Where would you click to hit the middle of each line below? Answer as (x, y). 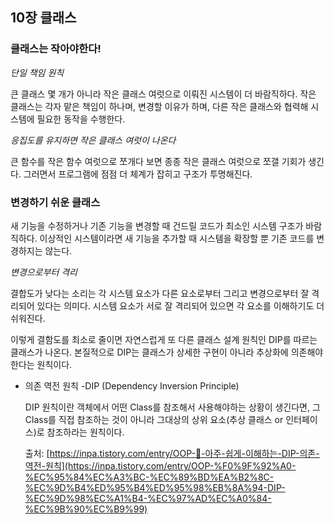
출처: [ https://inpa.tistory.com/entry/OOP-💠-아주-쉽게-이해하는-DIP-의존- (172, 453)
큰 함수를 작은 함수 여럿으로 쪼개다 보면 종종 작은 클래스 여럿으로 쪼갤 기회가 (158, 161)
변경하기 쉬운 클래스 (55, 202)
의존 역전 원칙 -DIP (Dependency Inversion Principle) (132, 385)
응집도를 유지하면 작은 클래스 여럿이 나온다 (93, 140)
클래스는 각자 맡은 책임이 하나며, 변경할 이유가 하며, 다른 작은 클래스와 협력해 (159, 106)
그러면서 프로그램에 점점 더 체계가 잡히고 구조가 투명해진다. (138, 174)
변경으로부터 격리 (44, 272)
